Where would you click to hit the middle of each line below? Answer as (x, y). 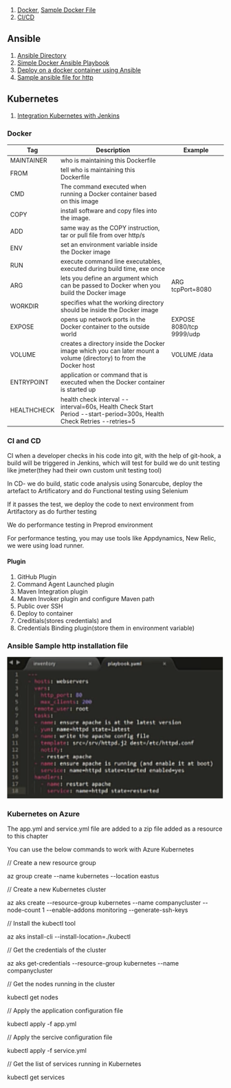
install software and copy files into (109, 211)
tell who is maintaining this (98, 170)
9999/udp (186, 334)
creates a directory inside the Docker (113, 344)
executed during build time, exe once (113, 269)
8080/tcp (185, 327)
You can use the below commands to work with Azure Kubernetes (101, 849)
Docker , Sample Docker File (56, 10)
